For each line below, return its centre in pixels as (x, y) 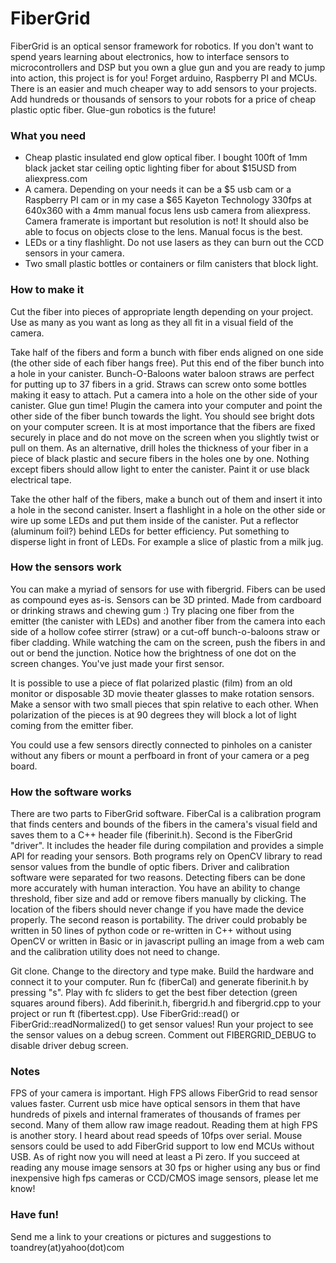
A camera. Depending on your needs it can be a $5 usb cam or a (158, 189)
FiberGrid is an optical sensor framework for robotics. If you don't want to (162, 46)
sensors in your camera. (74, 253)
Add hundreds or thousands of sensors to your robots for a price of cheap (163, 99)
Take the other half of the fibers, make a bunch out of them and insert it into (166, 499)
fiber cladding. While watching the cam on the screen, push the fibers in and (168, 642)
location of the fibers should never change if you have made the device (157, 909)
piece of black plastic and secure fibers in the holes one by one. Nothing (160, 458)
